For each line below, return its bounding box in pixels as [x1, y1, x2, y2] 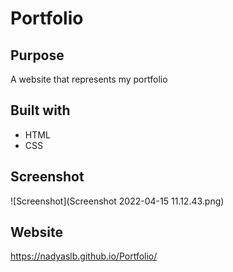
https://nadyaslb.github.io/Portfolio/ [10, 250, 158, 262]
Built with [10, 102, 71, 119]
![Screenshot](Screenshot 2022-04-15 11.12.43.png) [10, 195, 225, 207]
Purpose [10, 47, 65, 64]
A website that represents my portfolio [10, 73, 168, 85]
